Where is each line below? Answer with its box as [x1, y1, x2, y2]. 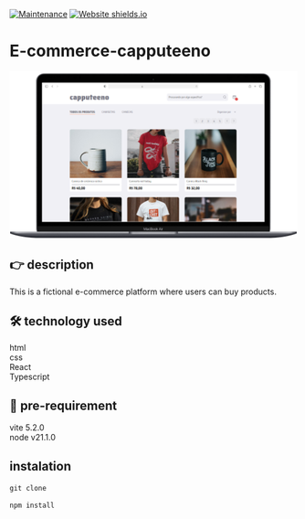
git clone [9, 484, 47, 493]
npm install [9, 501, 55, 511]
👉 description [9, 257, 94, 273]
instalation [9, 458, 71, 474]
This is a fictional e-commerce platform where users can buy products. [9, 286, 277, 297]
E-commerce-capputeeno [9, 41, 212, 61]
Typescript [9, 371, 50, 383]
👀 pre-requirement [9, 397, 117, 413]
